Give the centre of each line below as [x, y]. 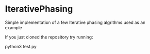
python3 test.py [21, 46]
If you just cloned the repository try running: [49, 37]
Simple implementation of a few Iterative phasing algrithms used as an [75, 22]
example [14, 27]
